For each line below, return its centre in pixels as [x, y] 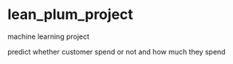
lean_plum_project [70, 15]
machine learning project [48, 36]
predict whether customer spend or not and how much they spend [116, 51]
